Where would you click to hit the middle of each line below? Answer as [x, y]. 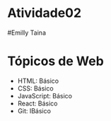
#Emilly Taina [27, 33]
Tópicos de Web [55, 61]
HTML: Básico [38, 81]
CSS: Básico [36, 88]
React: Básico [37, 103]
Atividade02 [45, 13]
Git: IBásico [34, 110]
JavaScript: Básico [45, 96]
